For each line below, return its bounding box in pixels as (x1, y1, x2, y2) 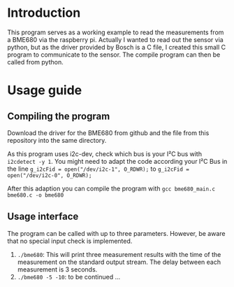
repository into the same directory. (7, 136, 107, 144)
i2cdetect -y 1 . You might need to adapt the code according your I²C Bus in (7, 157, 228, 165)
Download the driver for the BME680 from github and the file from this (7, 128, 210, 137)
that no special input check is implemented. (7, 237, 133, 245)
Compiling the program (7, 110, 110, 122)
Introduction (7, 5, 81, 21)
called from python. (7, 57, 64, 66)
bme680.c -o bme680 (7, 191, 64, 199)
